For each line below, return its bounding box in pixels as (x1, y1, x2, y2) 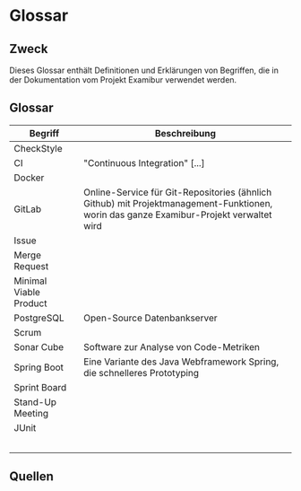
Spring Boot (13, 361, 64, 373)
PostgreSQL (13, 311, 64, 324)
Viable (13, 285, 40, 298)
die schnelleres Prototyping (83, 366, 200, 379)
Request (13, 259, 49, 272)
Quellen (9, 469, 54, 485)
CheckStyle (13, 142, 63, 154)
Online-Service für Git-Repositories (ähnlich (83, 186, 272, 198)
